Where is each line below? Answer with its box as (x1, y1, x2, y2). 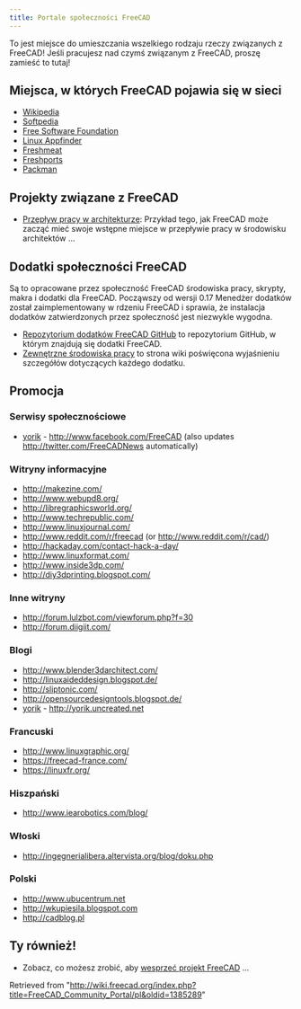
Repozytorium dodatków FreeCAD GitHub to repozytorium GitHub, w (22, 329, 277, 340)
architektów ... (22, 233, 75, 243)
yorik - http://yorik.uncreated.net (22, 703, 145, 713)
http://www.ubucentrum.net (22, 893, 126, 904)
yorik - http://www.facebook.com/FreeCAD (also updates (22, 430, 235, 441)
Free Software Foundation (22, 126, 119, 137)
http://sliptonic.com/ (22, 684, 98, 695)
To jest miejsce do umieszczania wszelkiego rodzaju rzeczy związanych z (9, 38, 283, 49)
